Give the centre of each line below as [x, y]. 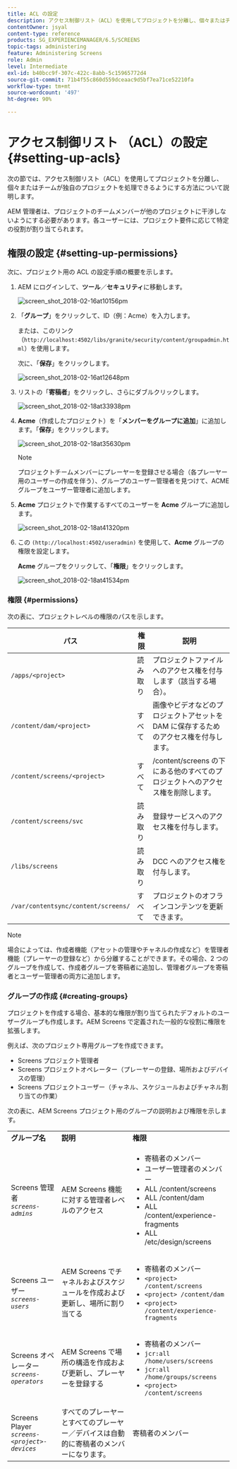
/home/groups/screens [181, 1377]
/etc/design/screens [178, 1242]
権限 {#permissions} [43, 599]
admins [22, 1214]
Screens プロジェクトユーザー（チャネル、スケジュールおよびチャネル [120, 1087]
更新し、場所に [86, 1304]
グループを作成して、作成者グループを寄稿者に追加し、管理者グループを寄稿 [118, 967]
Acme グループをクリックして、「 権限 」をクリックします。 [102, 566]
